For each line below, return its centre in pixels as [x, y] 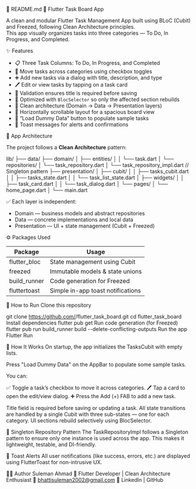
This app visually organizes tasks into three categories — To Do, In [87, 33]
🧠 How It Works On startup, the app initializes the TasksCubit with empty [94, 347]
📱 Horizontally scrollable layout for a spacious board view [84, 112]
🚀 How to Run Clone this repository [49, 305]
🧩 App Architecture [29, 136]
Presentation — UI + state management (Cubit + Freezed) [85, 226]
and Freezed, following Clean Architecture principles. [71, 27]
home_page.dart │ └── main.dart [47, 190]
